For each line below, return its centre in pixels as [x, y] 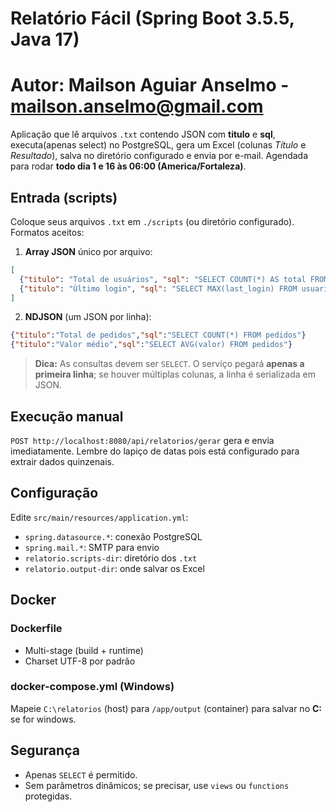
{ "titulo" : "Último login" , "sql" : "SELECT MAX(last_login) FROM [158, 288]
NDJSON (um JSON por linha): [88, 317]
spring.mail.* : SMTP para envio [92, 547]
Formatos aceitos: [47, 232]
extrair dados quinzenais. [62, 461]
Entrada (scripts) [64, 197]
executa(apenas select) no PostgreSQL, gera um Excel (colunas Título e [158, 145]
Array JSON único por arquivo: [88, 251]
